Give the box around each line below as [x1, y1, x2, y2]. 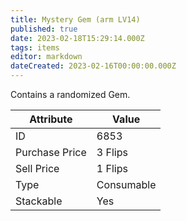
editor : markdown [10, 52, 83, 62]
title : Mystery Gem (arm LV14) [10, 14, 141, 25]
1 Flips [96, 162, 128, 175]
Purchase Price [15, 146, 87, 159]
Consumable [96, 178, 157, 191]
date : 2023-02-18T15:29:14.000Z [10, 33, 145, 43]
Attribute [29, 112, 73, 126]
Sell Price [15, 162, 60, 175]
